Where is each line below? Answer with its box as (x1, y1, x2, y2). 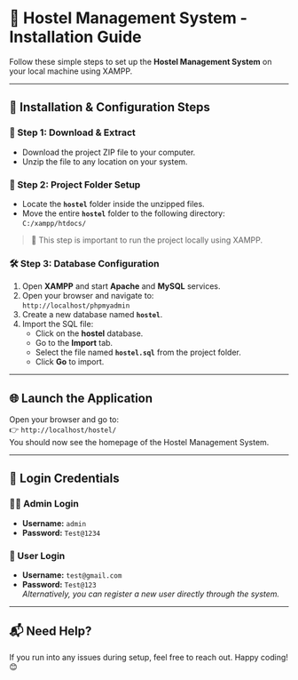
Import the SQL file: (21, 319, 94, 330)
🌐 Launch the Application (9, 390, 153, 405)
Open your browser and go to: (9, 414, 120, 425)
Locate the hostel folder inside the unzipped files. (21, 198, 206, 209)
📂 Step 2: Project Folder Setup (9, 178, 141, 190)
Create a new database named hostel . (21, 309, 163, 320)
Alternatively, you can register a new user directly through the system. (21, 588, 280, 599)
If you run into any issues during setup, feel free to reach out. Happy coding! (9, 652, 288, 662)
